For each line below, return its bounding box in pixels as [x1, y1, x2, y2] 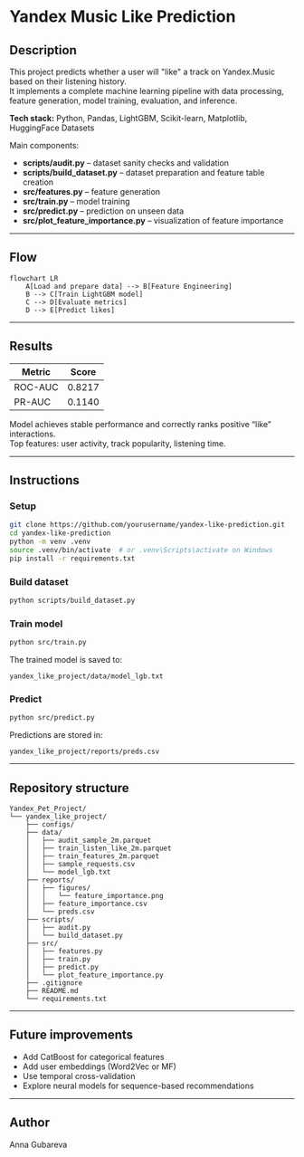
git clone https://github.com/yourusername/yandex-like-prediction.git [9, 521, 285, 530]
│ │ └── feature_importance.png [25, 892, 165, 901]
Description [9, 43, 77, 58]
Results [9, 339, 53, 354]
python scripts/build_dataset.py [9, 596, 136, 605]
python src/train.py [9, 638, 88, 647]
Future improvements [9, 1028, 134, 1043]
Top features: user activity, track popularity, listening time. [9, 437, 226, 449]
